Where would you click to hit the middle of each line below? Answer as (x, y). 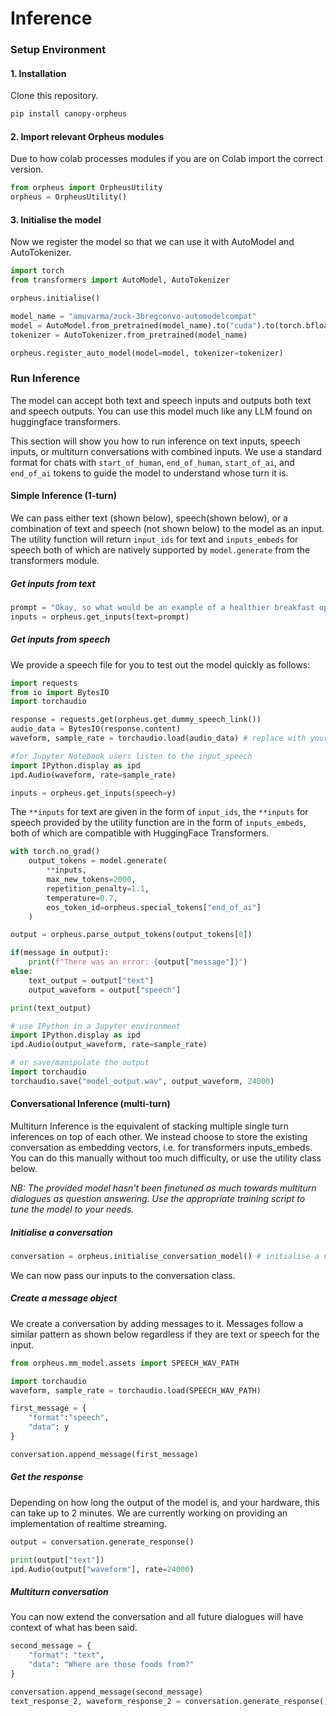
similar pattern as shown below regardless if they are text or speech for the (165, 1334)
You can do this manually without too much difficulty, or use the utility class (166, 1158)
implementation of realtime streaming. (88, 1523)
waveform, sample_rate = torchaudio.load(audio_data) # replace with (158, 738)
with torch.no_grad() (55, 852)
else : (21, 972)
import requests (44, 683)
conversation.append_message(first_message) (104, 1454)
